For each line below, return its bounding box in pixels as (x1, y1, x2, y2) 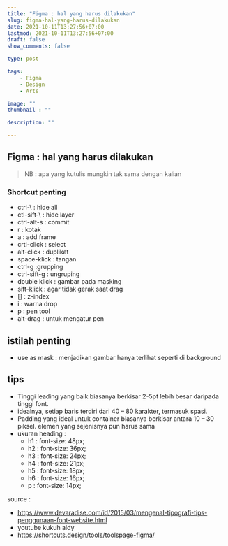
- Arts (20, 87, 39, 94)
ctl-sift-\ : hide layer (17, 210, 75, 219)
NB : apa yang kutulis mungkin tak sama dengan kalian (24, 169, 182, 178)
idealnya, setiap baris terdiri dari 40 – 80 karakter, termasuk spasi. (17, 407, 208, 415)
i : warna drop (17, 300, 58, 308)
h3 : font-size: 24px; (27, 452, 86, 460)
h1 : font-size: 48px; (27, 436, 85, 445)
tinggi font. (17, 399, 49, 408)
